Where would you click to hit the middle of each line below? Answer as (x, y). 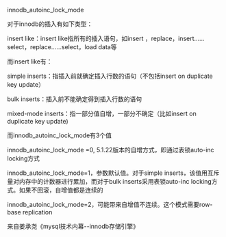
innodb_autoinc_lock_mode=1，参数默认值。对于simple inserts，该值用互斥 (113, 173)
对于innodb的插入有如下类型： (50, 24)
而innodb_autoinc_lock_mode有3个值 (59, 135)
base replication (30, 212)
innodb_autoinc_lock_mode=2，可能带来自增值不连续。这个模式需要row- (110, 205)
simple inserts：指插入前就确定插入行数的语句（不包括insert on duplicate (110, 76)
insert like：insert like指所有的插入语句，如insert (75, 38)
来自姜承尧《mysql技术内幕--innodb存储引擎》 (73, 226)
